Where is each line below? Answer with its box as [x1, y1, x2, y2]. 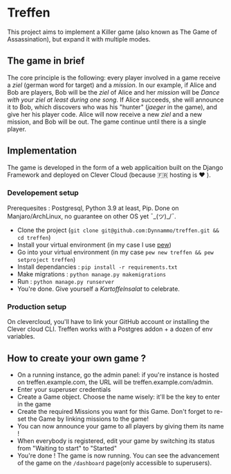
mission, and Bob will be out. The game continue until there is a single [7, 117, 206, 126]
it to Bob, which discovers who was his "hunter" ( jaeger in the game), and [7, 102, 218, 111]
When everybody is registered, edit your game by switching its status [17, 437, 215, 445]
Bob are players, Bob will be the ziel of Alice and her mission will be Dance [7, 88, 220, 96]
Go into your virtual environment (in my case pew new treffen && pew [17, 247, 214, 256]
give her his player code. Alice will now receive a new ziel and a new [7, 110, 203, 118]
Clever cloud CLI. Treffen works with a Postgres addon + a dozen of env [7, 325, 213, 333]
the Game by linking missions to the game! [27, 415, 149, 423]
